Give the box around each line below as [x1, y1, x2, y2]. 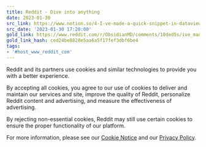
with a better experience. [6, 72, 70, 80]
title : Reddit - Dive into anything [6, 9, 100, 15]
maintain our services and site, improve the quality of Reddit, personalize [6, 90, 191, 98]
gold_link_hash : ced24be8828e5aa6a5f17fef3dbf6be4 [6, 37, 139, 43]
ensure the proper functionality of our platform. [6, 122, 126, 129]
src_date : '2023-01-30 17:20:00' [6, 26, 92, 32]
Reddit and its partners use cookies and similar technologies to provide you [6, 66, 197, 73]
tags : [6, 43, 20, 50]
